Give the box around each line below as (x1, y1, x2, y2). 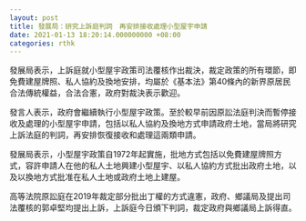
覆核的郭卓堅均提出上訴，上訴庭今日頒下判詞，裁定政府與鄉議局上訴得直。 (16, 202, 297, 214)
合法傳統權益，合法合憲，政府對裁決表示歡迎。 (9, 87, 185, 98)
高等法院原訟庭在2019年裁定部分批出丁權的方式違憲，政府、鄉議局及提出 (9, 191, 283, 202)
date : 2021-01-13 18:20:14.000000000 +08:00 (9, 30, 181, 39)
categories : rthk (9, 38, 76, 48)
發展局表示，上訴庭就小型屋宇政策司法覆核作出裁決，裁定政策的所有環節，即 (9, 65, 297, 75)
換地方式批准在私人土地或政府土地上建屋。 (25, 172, 185, 183)
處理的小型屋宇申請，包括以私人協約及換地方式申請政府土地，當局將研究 (25, 118, 297, 129)
